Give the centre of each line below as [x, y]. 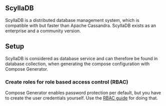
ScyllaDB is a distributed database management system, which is [72, 20]
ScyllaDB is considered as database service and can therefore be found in [81, 58]
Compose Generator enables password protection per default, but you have [83, 93]
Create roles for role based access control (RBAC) [67, 82]
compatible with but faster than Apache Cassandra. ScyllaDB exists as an [81, 25]
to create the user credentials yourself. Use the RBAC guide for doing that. [82, 98]
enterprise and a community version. [43, 31]
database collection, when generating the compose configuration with [77, 64]
